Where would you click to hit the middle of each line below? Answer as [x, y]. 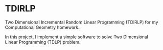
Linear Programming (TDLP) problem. [43, 42]
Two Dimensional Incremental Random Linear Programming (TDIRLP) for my [81, 22]
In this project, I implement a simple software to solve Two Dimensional [77, 37]
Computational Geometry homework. [42, 27]
